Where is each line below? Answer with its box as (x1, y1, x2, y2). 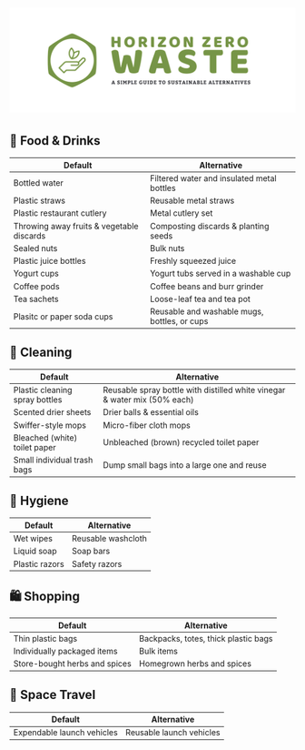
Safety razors (72, 558, 123, 569)
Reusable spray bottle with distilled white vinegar (103, 385, 286, 396)
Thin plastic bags (13, 633, 78, 644)
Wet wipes (13, 533, 53, 544)
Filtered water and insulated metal (149, 172, 277, 184)
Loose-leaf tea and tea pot (149, 293, 251, 304)
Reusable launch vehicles (125, 727, 221, 738)
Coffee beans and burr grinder (149, 280, 264, 291)
